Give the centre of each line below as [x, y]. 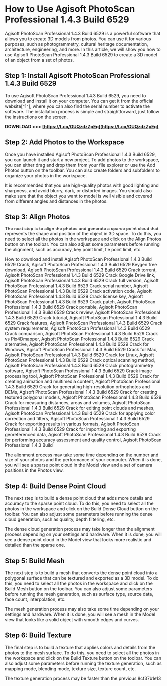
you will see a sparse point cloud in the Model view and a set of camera [79, 465]
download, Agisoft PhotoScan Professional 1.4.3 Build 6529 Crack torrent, [81, 270]
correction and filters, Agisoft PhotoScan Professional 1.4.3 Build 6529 [77, 419]
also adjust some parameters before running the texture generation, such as [83, 663]
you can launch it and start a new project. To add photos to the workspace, [82, 159]
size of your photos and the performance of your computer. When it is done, [83, 460]
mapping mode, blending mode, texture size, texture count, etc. [71, 668]
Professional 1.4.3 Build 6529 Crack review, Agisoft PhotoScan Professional [83, 312]
